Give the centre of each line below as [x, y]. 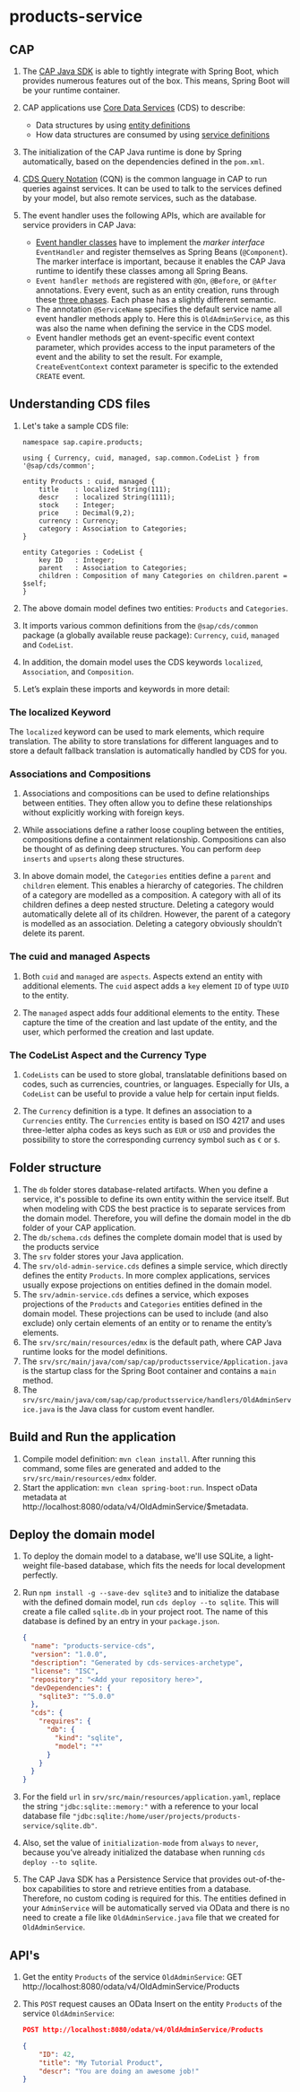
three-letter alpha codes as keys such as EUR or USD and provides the [149, 1130]
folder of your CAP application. [79, 1227]
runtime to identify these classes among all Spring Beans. [141, 271]
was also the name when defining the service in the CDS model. [154, 328]
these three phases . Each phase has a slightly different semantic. [156, 299]
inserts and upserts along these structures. [103, 858]
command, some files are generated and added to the [121, 1468]
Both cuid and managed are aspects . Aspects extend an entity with [142, 976]
